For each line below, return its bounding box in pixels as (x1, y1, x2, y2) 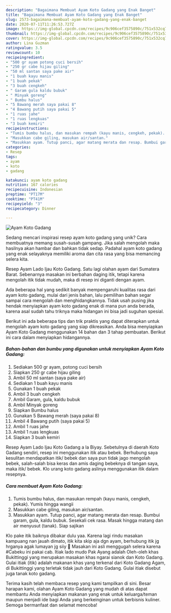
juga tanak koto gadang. (6, 571, 56, 577)
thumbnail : (6, 31, 29, 36)
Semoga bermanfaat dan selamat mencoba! (6, 602, 97, 608)
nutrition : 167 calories (6, 182, 58, 187)
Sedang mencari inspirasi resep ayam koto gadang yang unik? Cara (6, 234, 147, 240)
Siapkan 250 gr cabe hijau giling (13, 370, 81, 376)
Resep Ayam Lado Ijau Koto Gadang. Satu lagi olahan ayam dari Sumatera (6, 266, 159, 272)
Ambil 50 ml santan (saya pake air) (13, 375, 86, 381)
